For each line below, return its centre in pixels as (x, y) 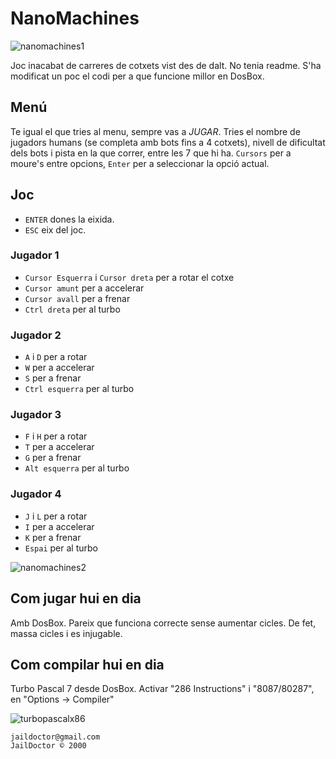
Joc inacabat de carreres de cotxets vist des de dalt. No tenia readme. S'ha (166, 65)
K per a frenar (53, 537)
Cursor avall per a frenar (77, 298)
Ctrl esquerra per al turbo (79, 389)
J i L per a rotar (56, 516)
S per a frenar (53, 378)
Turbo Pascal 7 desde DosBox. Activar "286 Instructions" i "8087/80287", (162, 689)
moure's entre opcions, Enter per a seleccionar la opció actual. (140, 163)
